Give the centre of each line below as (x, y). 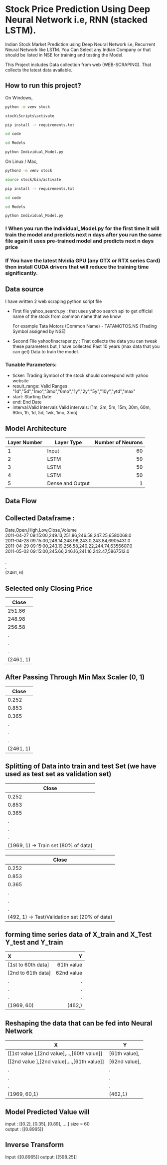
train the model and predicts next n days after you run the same (83, 235)
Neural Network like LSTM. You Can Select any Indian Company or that (78, 49)
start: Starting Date (32, 397)
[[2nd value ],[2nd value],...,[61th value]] (56, 1062)
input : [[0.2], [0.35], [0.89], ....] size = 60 (47, 1124)
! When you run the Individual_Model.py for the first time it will (82, 228)
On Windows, (19, 97)
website (20, 381)
